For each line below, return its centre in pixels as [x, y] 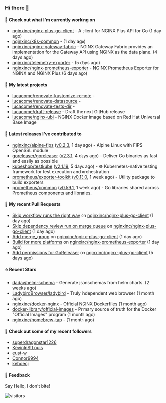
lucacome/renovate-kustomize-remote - [54, 96]
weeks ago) [24, 288]
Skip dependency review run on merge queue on [62, 226]
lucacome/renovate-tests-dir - [43, 106]
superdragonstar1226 [34, 342]
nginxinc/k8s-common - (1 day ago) [49, 41]
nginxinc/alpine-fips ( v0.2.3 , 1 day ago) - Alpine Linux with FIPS [77, 145]
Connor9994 [25, 358]
